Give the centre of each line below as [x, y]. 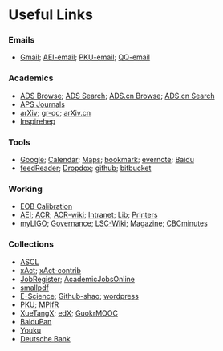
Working [25, 189]
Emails [22, 40]
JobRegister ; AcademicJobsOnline [77, 279]
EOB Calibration [46, 206]
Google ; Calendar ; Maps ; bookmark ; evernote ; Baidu [107, 160]
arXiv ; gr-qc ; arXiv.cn [55, 112]
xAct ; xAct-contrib [51, 270]
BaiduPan [36, 321]
